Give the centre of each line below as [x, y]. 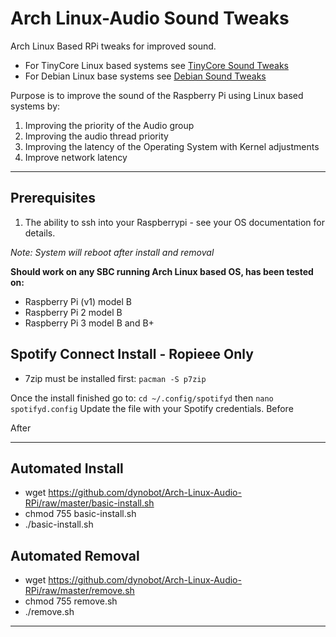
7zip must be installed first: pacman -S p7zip [115, 378]
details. [40, 233]
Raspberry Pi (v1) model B [78, 301]
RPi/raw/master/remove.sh [79, 591]
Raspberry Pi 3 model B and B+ [89, 323]
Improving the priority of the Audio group [109, 125]
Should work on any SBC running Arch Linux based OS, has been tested [162, 271]
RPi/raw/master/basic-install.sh [89, 503]
